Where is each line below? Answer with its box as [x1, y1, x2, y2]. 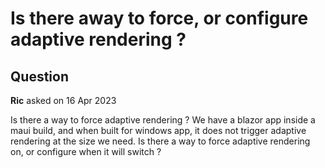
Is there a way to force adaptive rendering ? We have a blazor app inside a [10, 114, 316, 126]
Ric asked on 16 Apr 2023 [10, 95, 117, 106]
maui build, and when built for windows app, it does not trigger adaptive [10, 125, 307, 136]
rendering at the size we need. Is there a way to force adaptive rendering [10, 135, 311, 147]
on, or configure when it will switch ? [10, 146, 162, 157]
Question [10, 68, 69, 85]
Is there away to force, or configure [10, 7, 309, 30]
